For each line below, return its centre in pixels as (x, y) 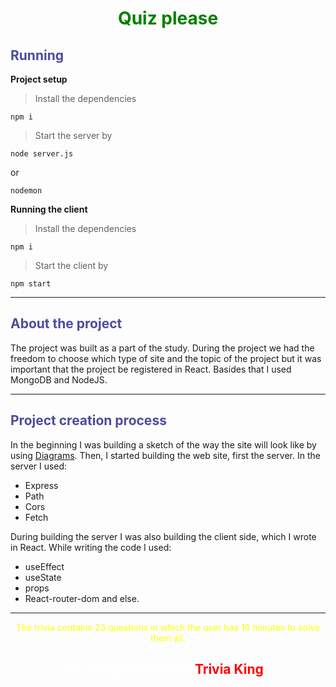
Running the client (49, 209)
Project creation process (88, 420)
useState (43, 577)
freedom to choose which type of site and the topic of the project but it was (166, 358)
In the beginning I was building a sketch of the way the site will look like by (163, 444)
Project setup (39, 79)
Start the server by (73, 135)
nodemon (26, 191)
